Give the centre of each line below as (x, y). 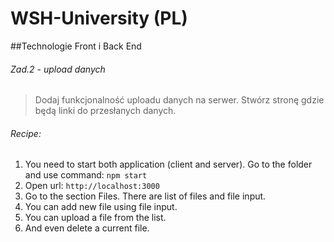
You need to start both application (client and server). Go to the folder (168, 164)
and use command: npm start (86, 175)
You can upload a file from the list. (95, 218)
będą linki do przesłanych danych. (105, 111)
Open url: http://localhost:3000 (92, 186)
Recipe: (26, 133)
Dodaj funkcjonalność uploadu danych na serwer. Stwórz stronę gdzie (179, 100)
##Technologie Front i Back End (76, 46)
